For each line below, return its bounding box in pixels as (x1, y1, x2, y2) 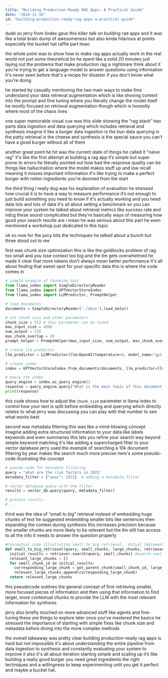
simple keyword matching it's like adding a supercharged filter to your (5, 439, 149, 445)
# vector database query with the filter (5, 484, 93, 489)
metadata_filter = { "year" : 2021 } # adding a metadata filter (5, 475, 140, 480)
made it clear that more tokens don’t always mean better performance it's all (5, 258, 162, 264)
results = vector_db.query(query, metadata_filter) (5, 488, 115, 494)
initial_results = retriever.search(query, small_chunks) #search (9, 551, 151, 556)
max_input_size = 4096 (5, 324, 52, 330)
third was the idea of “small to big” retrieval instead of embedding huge (5, 511, 152, 517)
